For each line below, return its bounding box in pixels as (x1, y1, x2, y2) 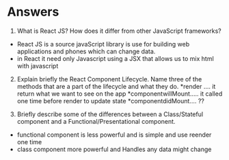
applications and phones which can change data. (16, 47, 156, 55)
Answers (7, 4, 59, 20)
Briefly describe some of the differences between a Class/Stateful (16, 110, 204, 118)
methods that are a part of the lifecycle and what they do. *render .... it (16, 82, 216, 90)
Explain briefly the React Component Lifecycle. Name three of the (16, 75, 202, 83)
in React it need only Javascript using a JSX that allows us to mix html (16, 54, 214, 62)
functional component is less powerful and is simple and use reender (16, 131, 212, 139)
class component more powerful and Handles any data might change (16, 145, 212, 153)
